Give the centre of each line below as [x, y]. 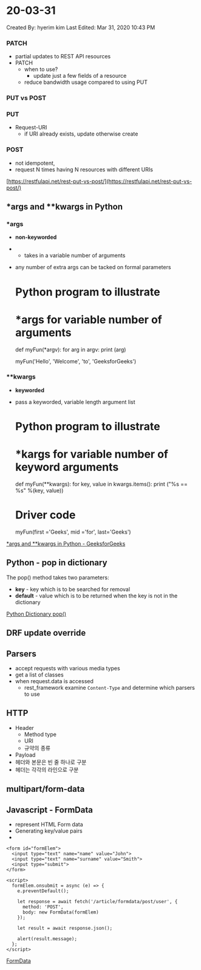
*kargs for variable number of [92, 454]
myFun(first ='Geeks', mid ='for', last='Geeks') [73, 532]
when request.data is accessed [54, 681]
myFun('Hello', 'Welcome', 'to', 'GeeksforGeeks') [76, 361]
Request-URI [31, 128]
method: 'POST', [43, 907]
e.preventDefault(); [43, 891]
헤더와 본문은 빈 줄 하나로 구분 [51, 762]
